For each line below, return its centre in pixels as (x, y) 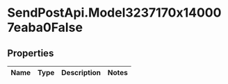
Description (81, 73)
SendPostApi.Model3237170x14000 (114, 13)
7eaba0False (45, 27)
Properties (31, 53)
